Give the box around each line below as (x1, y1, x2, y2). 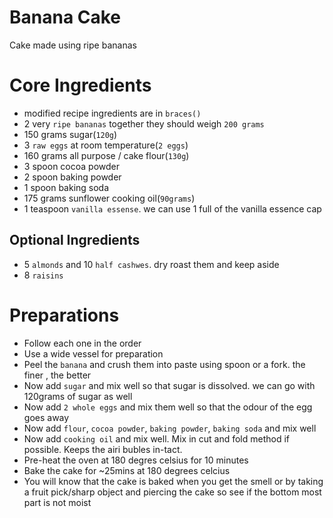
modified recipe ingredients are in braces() (23, 107, 202, 119)
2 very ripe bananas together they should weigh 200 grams (23, 117, 265, 130)
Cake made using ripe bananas (9, 39, 137, 51)
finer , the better (23, 369, 92, 381)
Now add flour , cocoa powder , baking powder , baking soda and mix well (23, 422, 317, 434)
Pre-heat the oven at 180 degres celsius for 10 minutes (23, 454, 249, 466)
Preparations (9, 304, 120, 326)
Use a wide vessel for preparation (23, 347, 164, 360)
